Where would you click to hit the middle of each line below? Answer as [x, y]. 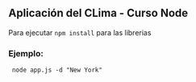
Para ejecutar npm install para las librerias [80, 32]
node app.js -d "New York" [57, 70]
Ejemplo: [26, 53]
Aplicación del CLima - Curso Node [98, 13]
